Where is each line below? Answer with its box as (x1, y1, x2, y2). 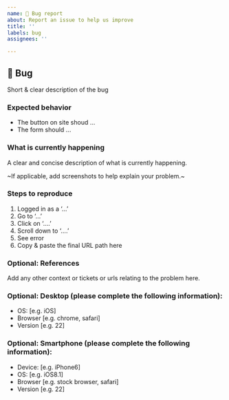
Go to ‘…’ (17, 211, 43, 220)
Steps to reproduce (7, 189, 73, 198)
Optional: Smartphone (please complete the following (7, 339, 190, 348)
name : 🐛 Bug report (7, 10, 63, 17)
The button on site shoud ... (17, 118, 96, 127)
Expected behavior (7, 103, 72, 112)
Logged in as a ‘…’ (17, 204, 69, 213)
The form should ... (17, 125, 72, 134)
